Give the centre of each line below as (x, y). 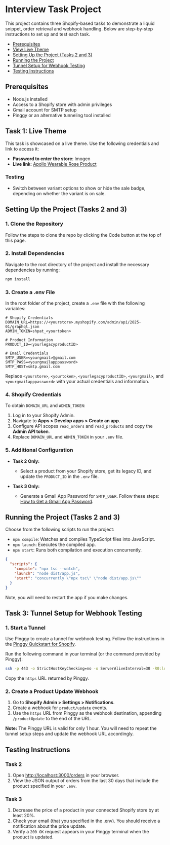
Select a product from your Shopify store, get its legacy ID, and (86, 471)
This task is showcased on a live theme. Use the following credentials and (82, 143)
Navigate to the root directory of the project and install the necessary (77, 264)
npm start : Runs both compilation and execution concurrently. (77, 550)
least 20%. (24, 816)
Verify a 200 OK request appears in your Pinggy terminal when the (81, 832)
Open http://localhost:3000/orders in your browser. (66, 775)
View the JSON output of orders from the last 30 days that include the (86, 781)
